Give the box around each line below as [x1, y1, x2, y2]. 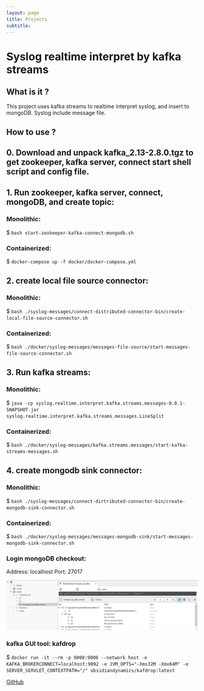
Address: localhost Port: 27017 [6, 568, 83, 575]
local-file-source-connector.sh [6, 315, 88, 321]
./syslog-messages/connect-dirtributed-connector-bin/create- [24, 498, 186, 504]
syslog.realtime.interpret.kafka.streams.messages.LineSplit [6, 413, 165, 419]
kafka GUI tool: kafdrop [6, 639, 76, 648]
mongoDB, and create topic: [6, 196, 115, 207]
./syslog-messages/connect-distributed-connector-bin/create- [24, 308, 186, 314]
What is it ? [6, 86, 50, 97]
